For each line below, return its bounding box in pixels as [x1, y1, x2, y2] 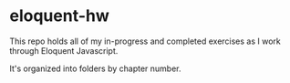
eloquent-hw [9, 5, 109, 26]
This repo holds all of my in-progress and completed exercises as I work [9, 36, 281, 47]
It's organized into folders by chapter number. [9, 63, 181, 74]
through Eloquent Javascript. [9, 45, 119, 56]
